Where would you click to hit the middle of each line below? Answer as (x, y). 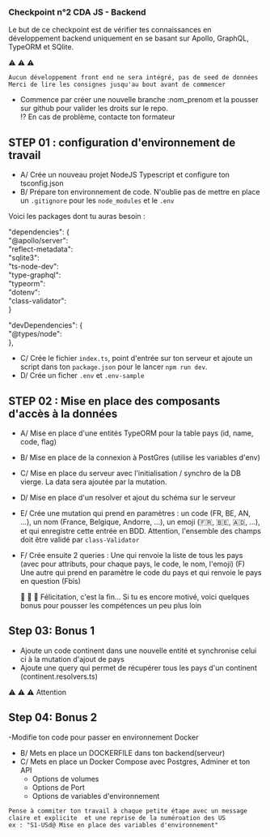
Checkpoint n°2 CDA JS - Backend (78, 12)
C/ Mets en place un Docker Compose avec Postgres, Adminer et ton (135, 762)
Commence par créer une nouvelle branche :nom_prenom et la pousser (139, 100)
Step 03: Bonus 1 (52, 631)
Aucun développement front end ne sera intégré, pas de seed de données (133, 78)
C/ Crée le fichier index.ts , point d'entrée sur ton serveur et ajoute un (136, 358)
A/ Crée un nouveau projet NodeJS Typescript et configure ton (125, 175)
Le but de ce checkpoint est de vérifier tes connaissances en (110, 30)
